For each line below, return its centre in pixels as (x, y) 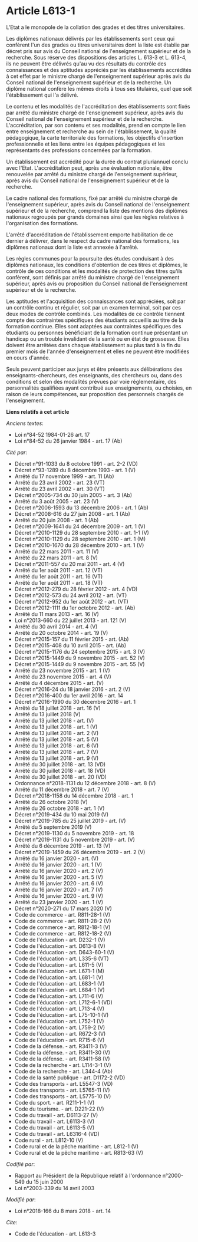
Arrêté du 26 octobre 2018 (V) (51, 802)
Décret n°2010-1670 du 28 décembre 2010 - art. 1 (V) (79, 545)
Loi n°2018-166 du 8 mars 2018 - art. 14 (63, 1211)
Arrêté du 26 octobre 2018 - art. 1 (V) (60, 808)
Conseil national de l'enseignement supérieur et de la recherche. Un (89, 82)
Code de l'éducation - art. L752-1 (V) (59, 1021)
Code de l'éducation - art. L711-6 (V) (59, 996)
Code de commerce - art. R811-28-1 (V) (62, 914)
